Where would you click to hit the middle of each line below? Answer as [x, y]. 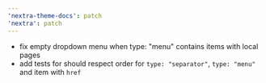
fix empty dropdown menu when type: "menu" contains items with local [139, 46]
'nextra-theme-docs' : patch [55, 16]
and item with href [50, 72]
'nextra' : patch [35, 23]
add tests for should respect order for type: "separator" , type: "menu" [137, 63]
